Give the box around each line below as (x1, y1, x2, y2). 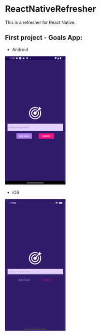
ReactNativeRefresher (5, 3, 96, 15)
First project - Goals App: (5, 34, 83, 42)
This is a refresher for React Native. (5, 19, 76, 25)
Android (12, 46, 28, 52)
